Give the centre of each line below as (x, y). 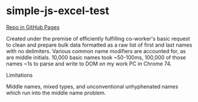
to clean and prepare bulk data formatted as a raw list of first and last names (99, 45)
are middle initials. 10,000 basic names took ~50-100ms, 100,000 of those (96, 57)
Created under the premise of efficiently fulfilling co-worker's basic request (98, 38)
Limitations (20, 75)
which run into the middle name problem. (56, 93)
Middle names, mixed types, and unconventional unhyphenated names (92, 86)
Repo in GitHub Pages (33, 27)
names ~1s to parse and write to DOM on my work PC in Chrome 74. (89, 64)
